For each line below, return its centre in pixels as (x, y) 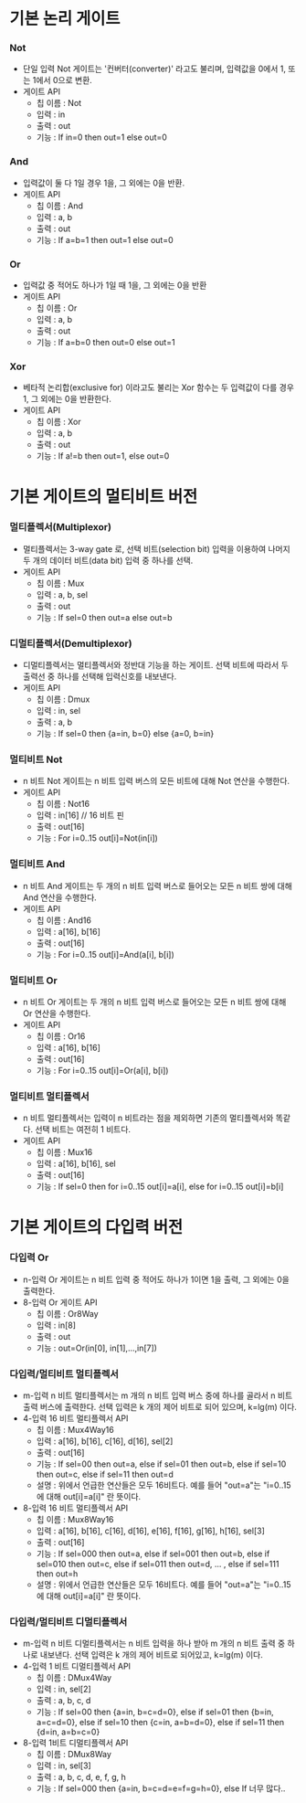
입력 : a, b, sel (62, 594)
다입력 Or (29, 1257)
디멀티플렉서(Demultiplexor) (71, 643)
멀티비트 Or (33, 981)
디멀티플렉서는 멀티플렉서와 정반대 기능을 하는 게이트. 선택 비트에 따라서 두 (156, 665)
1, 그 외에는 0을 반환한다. (67, 399)
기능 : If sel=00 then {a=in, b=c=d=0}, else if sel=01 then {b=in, (155, 1712)
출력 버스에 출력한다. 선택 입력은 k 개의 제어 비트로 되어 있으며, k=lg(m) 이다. (159, 1407)
